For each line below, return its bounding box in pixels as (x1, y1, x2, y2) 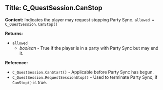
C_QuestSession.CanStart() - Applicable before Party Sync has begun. (12, 69, 154, 75)
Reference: (5, 59, 28, 65)
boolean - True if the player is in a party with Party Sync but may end (19, 45, 159, 51)
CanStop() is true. (12, 79, 47, 85)
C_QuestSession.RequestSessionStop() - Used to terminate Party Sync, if (12, 74, 158, 80)
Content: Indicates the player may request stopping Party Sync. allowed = (5, 17, 155, 22)
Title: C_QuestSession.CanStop (5, 4, 102, 12)
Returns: (5, 30, 23, 36)
